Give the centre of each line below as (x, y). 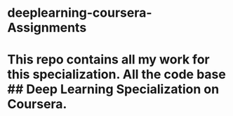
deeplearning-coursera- (80, 13)
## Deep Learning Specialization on (113, 89)
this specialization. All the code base (116, 74)
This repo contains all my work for (108, 60)
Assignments (47, 28)
